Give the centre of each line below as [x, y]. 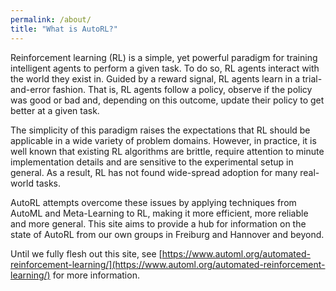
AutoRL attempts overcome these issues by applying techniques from [153, 202]
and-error [30, 89]
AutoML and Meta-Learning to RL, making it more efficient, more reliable [159, 213]
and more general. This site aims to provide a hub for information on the [158, 223]
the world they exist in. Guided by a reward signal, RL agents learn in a [155, 78]
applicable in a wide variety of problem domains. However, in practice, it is [163, 140]
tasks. [48, 183]
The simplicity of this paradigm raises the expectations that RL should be [160, 130]
